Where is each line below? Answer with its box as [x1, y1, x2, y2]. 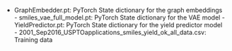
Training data [13, 36, 53, 44]
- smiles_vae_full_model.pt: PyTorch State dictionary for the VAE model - [13, 13, 225, 22]
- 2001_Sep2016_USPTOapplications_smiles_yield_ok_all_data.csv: [13, 28, 207, 36]
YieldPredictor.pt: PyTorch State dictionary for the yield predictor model [13, 21, 223, 29]
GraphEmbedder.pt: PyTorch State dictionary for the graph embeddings [13, 6, 223, 14]
